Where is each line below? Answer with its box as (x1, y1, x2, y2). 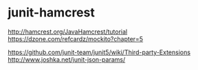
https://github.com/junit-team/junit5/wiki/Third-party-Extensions (8, 48, 191, 56)
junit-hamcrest (8, 5, 95, 21)
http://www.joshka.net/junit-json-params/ (8, 55, 126, 63)
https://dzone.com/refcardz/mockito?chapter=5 (8, 34, 144, 43)
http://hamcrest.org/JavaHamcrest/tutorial (8, 27, 128, 36)
